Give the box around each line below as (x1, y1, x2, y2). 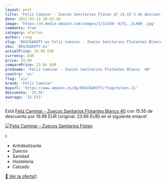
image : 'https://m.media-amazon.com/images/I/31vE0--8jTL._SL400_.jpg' (5, 21, 156, 26)
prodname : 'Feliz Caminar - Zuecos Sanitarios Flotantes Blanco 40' (5, 67, 152, 72)
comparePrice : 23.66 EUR (5, 62, 56, 67)
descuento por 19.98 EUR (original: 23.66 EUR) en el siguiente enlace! (5, 113, 147, 119)
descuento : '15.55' (5, 90, 45, 95)
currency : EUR (5, 53, 35, 58)
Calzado (12, 164, 30, 170)
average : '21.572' (5, 94, 43, 99)
